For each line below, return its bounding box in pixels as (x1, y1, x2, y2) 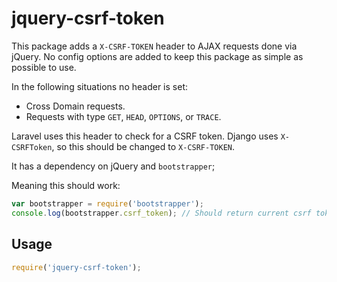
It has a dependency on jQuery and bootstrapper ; (11, 160, 216, 172)
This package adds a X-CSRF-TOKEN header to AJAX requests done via (11, 40, 298, 52)
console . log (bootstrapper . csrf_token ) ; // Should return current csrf (11, 208, 312, 218)
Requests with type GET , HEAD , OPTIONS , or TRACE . (25, 110, 222, 122)
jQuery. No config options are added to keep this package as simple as (11, 50, 304, 62)
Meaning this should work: (11, 179, 121, 191)
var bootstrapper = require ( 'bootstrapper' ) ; (11, 198, 204, 209)
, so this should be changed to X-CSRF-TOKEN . (51, 140, 236, 152)
